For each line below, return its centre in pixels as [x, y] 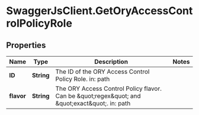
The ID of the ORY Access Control [102, 72]
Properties [26, 45]
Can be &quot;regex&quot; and [98, 96]
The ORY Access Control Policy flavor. [108, 88]
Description [111, 62]
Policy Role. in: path [83, 79]
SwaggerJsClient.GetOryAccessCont [99, 11]
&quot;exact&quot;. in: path [93, 103]
